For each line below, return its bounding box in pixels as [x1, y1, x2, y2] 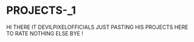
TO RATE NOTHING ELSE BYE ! [6, 29, 83, 37]
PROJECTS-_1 [6, 4, 77, 17]
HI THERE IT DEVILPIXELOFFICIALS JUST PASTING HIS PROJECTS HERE [6, 23, 189, 31]
